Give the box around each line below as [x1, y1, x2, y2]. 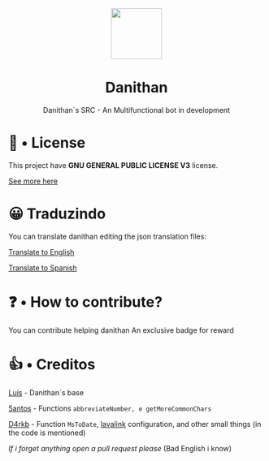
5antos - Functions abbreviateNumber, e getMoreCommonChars [8, 403, 212, 413]
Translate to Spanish [8, 263, 77, 273]
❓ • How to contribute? [8, 293, 163, 311]
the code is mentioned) [8, 428, 86, 437]
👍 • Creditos [8, 355, 96, 373]
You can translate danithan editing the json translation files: [8, 231, 207, 241]
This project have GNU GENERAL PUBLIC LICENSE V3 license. [8, 160, 219, 170]
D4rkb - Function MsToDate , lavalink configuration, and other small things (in [8, 419, 262, 429]
